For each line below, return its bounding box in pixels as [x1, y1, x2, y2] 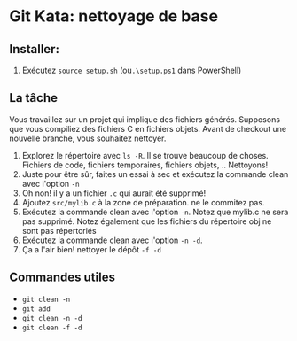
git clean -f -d [21, 323, 82, 332]
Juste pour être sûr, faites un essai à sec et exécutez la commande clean [21, 168, 289, 179]
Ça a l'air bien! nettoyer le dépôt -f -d [21, 244, 162, 254]
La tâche [9, 90, 58, 105]
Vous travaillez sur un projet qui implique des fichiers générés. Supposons [9, 113, 281, 125]
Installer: [9, 42, 60, 57]
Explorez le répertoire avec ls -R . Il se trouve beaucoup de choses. [21, 150, 269, 160]
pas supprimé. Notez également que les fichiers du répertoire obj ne [21, 215, 272, 227]
